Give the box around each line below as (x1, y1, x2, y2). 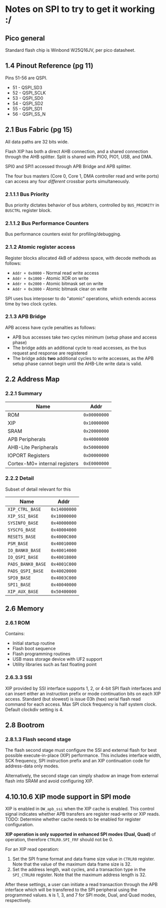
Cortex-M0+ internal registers (7, 460, 79, 467)
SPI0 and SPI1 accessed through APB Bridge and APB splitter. (5, 163, 132, 169)
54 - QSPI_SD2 (12, 100, 43, 106)
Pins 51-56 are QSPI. (5, 75, 47, 81)
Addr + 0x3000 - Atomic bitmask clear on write (12, 286, 107, 292)
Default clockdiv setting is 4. (5, 707, 64, 713)
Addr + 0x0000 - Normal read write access (12, 270, 99, 276)
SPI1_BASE (7, 582, 31, 587)
